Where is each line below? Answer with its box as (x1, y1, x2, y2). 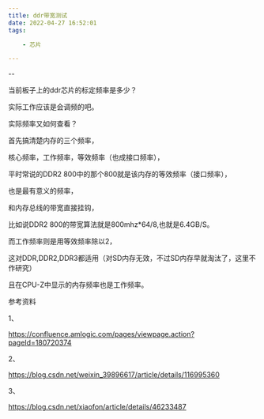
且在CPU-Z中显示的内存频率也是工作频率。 (8, 280, 149, 289)
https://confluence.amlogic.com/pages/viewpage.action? (8, 330, 195, 339)
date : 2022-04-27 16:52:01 (8, 19, 97, 27)
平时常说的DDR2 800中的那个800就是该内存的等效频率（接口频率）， (8, 169, 232, 179)
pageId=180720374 (8, 338, 72, 348)
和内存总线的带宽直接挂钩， (8, 203, 99, 213)
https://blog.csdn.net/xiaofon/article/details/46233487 (8, 402, 187, 412)
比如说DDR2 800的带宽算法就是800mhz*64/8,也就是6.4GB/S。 (8, 220, 214, 229)
